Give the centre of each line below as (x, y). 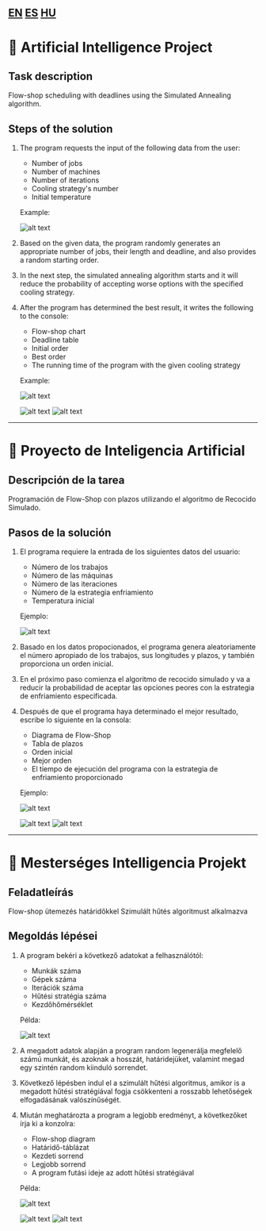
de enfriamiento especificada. (68, 696)
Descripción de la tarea (66, 480)
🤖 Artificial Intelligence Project (110, 47)
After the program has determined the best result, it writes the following (137, 308)
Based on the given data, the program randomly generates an (120, 243)
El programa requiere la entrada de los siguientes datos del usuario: (130, 552)
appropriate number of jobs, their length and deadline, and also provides (138, 252)
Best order (49, 357)
